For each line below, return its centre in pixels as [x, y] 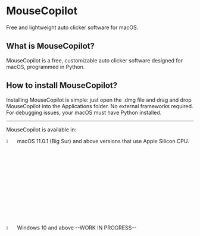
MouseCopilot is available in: [41, 130]
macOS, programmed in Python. [46, 67]
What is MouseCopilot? [51, 46]
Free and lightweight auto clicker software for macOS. [72, 27]
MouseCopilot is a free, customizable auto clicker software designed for [95, 60]
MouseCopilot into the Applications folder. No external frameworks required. [100, 106]
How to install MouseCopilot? [62, 85]
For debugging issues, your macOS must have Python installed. [84, 112]
